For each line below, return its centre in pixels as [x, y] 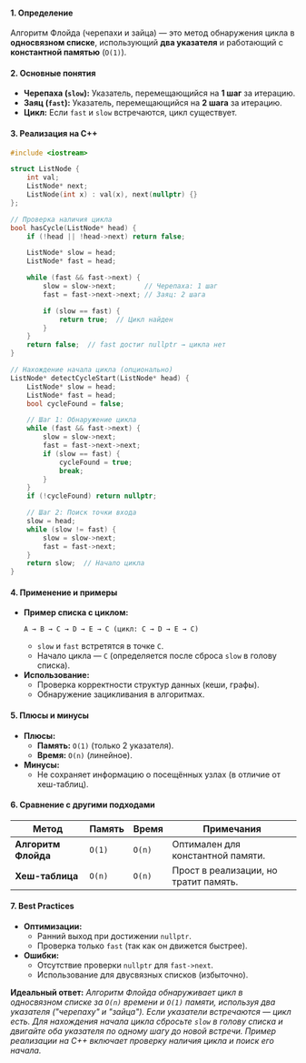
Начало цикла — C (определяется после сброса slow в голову [157, 656]
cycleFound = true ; [95, 462]
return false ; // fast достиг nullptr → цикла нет [126, 345]
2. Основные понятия [53, 73]
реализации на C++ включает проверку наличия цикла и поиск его [143, 1041]
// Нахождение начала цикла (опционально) [92, 370]
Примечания [232, 828]
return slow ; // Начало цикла [86, 563]
